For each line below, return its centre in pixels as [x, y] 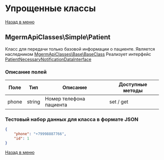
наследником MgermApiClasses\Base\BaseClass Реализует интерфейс [78, 54]
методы [133, 90]
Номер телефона [65, 99]
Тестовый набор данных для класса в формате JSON [72, 119]
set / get [119, 102]
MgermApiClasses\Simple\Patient [58, 37]
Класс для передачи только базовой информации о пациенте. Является [80, 49]
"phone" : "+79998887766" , [40, 134]
